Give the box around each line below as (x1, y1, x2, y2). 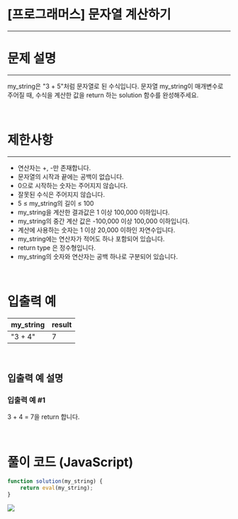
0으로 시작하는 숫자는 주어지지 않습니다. (17, 181, 128, 190)
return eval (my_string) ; (20, 484, 93, 492)
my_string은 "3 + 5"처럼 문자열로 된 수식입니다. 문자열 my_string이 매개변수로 (7, 82, 224, 90)
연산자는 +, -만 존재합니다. (17, 163, 91, 172)
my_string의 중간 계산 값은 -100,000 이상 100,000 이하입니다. (17, 217, 190, 225)
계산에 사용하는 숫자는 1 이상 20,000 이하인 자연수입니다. (17, 225, 176, 234)
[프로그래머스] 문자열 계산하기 (7, 6, 171, 23)
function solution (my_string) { (7, 478, 103, 485)
